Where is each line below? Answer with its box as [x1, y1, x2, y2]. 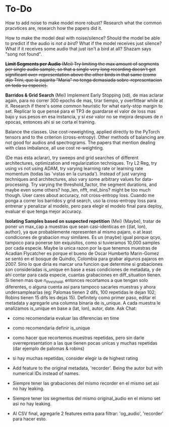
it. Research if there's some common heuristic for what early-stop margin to [5, 103, 163, 109]
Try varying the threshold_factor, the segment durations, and [31, 181, 157, 187]
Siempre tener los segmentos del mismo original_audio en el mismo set [12, 395, 160, 401]
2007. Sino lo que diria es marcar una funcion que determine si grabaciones [5, 261, 163, 267]
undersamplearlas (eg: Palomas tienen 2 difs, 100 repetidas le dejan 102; [5, 289, 156, 295]
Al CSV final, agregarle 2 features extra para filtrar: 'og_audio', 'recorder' [12, 410, 164, 416]
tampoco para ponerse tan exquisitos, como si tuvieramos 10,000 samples [5, 240, 160, 246]
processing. [5, 181, 30, 187]
